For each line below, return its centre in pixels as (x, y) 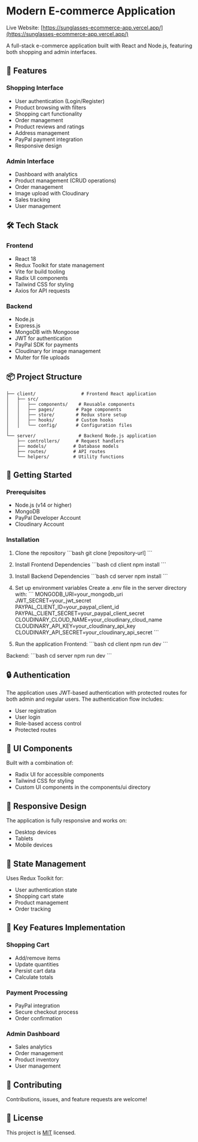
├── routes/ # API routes (61, 451)
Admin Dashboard (33, 1033)
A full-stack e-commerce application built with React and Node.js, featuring (99, 46)
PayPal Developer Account (48, 518)
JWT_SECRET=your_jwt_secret (53, 600)
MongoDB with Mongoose (47, 332)
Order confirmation (38, 1018)
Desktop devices (36, 832)
